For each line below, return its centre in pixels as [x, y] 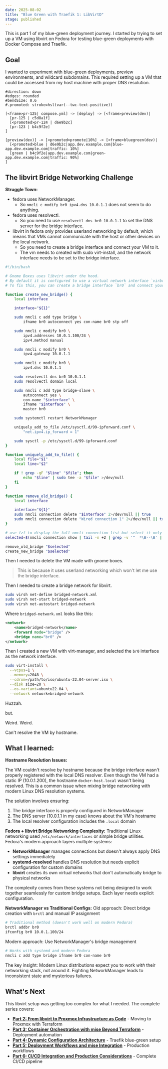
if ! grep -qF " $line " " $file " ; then [53, 473]
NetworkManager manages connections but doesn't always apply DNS [86, 851]
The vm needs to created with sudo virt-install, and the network [85, 252]
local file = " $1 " [31, 460]
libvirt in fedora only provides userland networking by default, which [83, 231]
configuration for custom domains [47, 867]
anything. [29, 210]
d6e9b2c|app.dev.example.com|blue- [87, 144]
